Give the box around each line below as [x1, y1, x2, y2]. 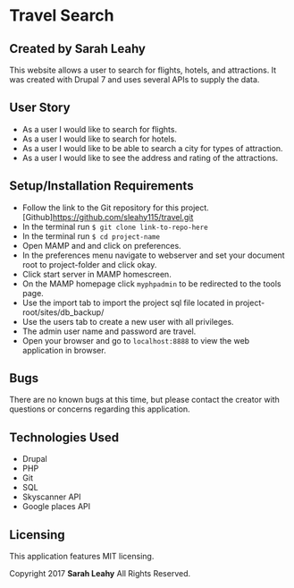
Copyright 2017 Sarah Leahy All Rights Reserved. [9, 568, 191, 579]
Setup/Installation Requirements [9, 178, 194, 193]
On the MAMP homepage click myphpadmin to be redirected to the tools [21, 278, 281, 289]
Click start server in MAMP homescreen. [21, 268, 172, 279]
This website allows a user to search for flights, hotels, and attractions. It [9, 64, 277, 75]
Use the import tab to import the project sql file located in [21, 297, 234, 308]
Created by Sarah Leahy [9, 41, 146, 56]
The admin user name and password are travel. [21, 326, 197, 337]
